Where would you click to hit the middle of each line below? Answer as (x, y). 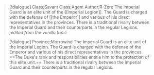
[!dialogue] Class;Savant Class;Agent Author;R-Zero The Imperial (74, 7)
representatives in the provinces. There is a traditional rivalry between (79, 22)
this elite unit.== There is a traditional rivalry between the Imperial (75, 62)
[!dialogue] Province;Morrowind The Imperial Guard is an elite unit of (78, 42)
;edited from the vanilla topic (38, 32)
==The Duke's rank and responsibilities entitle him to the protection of (79, 57)
